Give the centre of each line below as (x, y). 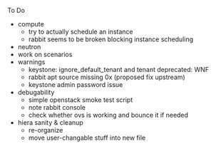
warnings (31, 62)
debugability (36, 92)
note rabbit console (57, 107)
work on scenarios (45, 54)
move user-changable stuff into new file (87, 138)
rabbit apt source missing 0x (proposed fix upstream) (107, 77)
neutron (29, 47)
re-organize (46, 130)
